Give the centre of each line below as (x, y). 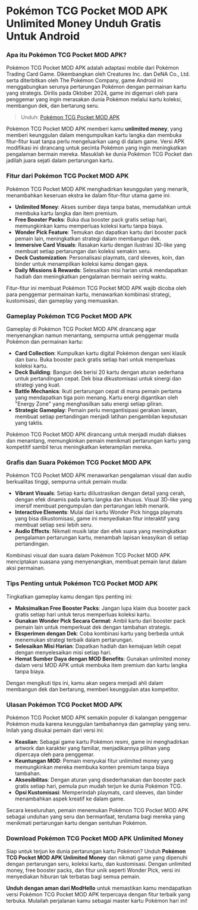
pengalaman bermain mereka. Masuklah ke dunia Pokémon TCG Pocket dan (99, 154)
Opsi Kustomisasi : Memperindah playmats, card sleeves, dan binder (99, 792)
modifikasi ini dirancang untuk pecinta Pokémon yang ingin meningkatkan (97, 148)
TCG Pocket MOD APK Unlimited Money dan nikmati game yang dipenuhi (97, 858)
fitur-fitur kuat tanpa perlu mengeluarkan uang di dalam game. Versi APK (95, 142)
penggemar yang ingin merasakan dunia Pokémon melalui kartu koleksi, (94, 99)
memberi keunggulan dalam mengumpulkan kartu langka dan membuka (94, 135)
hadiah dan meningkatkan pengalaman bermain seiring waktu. (91, 276)
